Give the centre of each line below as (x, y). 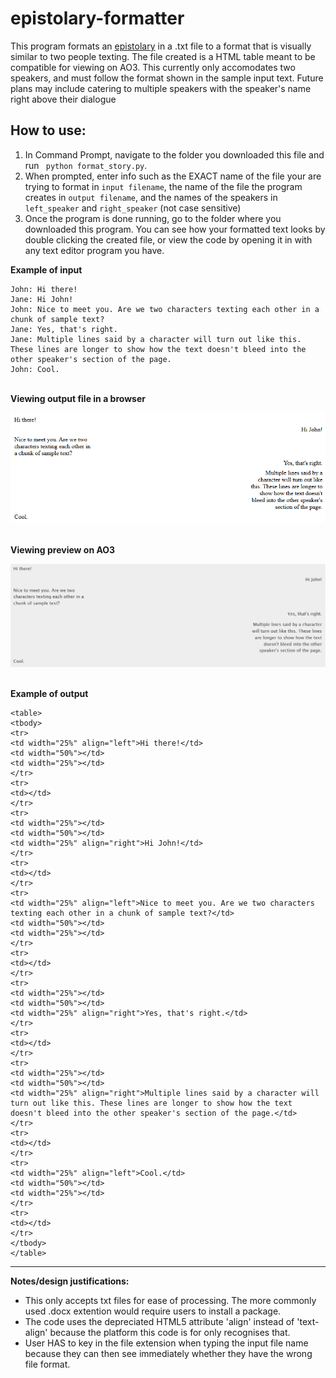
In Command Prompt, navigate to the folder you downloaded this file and (174, 154)
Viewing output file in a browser (78, 398)
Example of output (49, 694)
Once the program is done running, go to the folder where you (153, 218)
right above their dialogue (63, 99)
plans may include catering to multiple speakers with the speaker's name (161, 88)
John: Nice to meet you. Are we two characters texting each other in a (165, 309)
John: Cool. (35, 369)
